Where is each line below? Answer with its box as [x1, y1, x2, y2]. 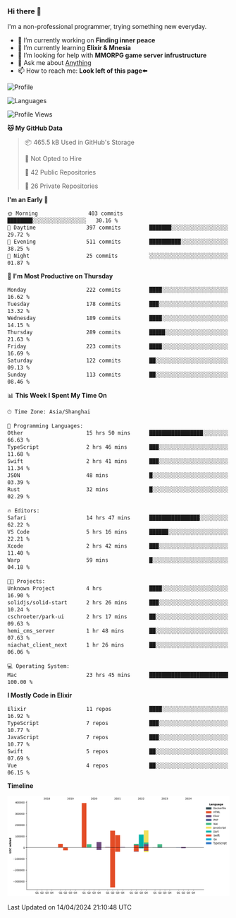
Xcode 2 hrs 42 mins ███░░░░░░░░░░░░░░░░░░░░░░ [7, 543, 229, 550]
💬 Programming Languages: [7, 423, 83, 430]
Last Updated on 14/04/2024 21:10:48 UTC [7, 903, 132, 912]
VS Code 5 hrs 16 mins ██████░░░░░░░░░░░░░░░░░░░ [7, 529, 229, 536]
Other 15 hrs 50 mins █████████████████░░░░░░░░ [7, 430, 229, 437]
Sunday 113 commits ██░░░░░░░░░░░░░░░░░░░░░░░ [7, 371, 229, 379]
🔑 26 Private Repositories [24, 182, 99, 190]
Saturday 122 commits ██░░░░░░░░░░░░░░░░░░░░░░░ [7, 357, 229, 365]
